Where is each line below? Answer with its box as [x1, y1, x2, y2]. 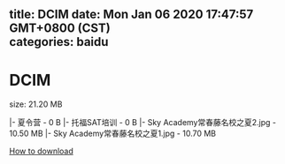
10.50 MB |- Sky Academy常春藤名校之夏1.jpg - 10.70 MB [9, 128, 217, 139]
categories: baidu [9, 34, 109, 49]
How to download [9, 145, 73, 157]
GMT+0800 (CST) [9, 21, 111, 36]
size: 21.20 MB [9, 99, 63, 109]
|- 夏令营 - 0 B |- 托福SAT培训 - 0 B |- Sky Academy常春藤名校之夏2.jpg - [9, 117, 277, 128]
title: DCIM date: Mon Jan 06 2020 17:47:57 [9, 7, 254, 22]
